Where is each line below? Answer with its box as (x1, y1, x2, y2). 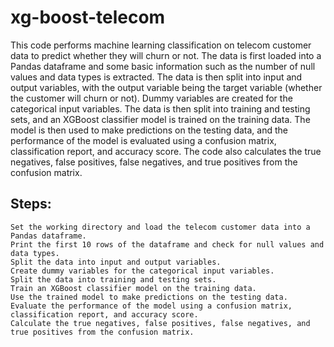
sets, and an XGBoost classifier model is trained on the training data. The (10, 113, 311, 125)
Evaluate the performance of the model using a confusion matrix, (10, 301, 293, 311)
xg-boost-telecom (10, 6, 166, 29)
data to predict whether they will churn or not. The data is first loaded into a (10, 49, 322, 61)
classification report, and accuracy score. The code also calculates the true (10, 145, 322, 157)
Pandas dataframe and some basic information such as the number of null (10, 60, 316, 72)
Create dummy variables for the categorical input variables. (10, 266, 275, 276)
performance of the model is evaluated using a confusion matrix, (10, 134, 277, 146)
